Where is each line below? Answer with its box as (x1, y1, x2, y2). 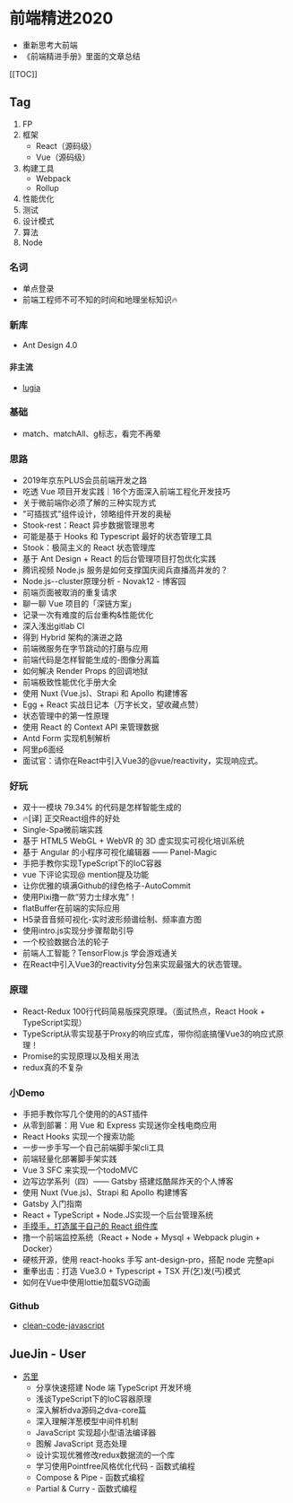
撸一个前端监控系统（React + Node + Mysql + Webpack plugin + (22, 1232, 262, 1243)
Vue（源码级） (35, 152, 90, 162)
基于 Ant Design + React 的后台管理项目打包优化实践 (22, 554, 217, 564)
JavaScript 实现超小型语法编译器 (35, 1428, 157, 1438)
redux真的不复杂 (22, 1062, 83, 1072)
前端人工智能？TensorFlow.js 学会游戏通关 (22, 948, 178, 958)
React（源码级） (35, 140, 97, 151)
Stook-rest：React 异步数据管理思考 (22, 520, 156, 530)
